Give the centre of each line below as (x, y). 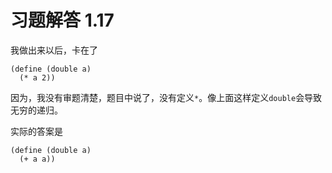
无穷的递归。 (36, 110)
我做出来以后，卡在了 (54, 50)
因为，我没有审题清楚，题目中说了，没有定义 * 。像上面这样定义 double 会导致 (166, 97)
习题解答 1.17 (62, 20)
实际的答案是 (36, 131)
